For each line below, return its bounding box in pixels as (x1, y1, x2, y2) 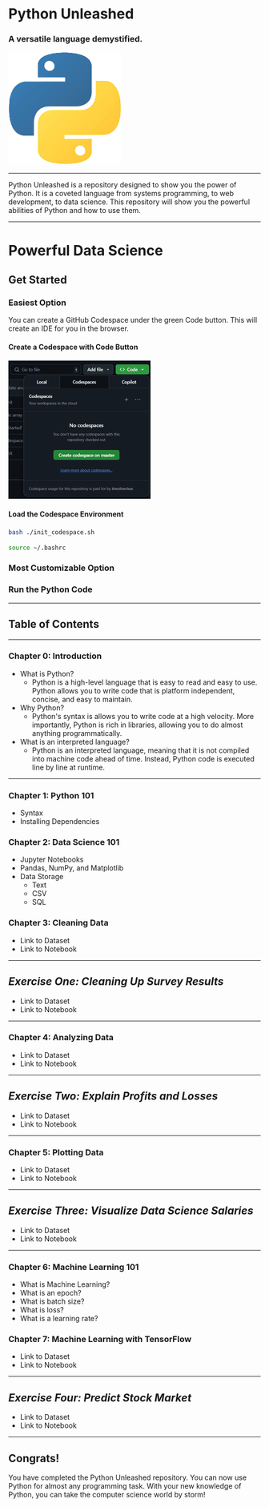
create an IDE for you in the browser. (8, 324, 130, 333)
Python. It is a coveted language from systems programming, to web (8, 189, 235, 199)
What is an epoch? (19, 1288, 82, 1298)
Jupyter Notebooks (19, 854, 84, 865)
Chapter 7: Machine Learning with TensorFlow (8, 1333, 192, 1344)
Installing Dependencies (19, 817, 100, 826)
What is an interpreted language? (19, 737, 130, 746)
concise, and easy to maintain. (31, 694, 133, 704)
